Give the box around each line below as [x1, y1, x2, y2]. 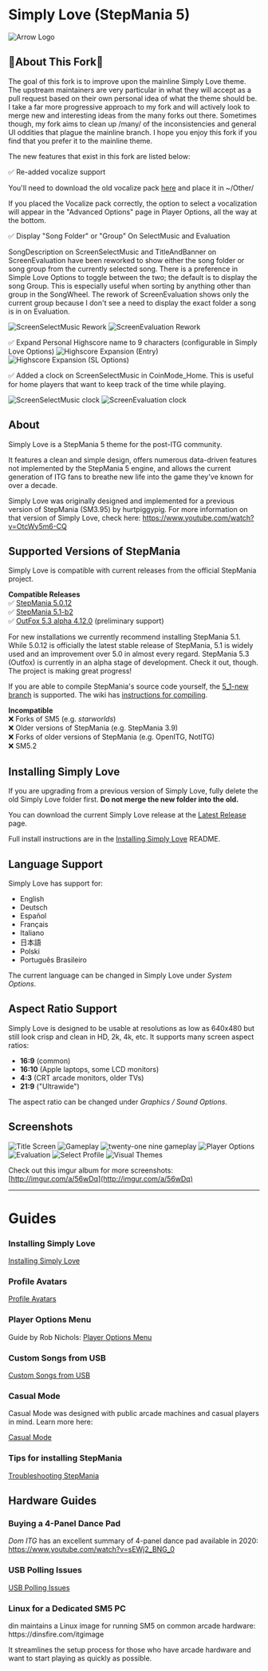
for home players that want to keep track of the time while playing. [8, 379, 227, 389]
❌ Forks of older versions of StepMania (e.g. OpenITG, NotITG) [8, 732, 215, 742]
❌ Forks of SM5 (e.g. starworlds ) [8, 714, 116, 724]
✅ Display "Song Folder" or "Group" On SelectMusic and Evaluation [8, 230, 231, 241]
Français [19, 920, 49, 929]
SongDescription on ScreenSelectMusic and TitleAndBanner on [8, 246, 217, 257]
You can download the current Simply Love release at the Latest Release [8, 810, 246, 820]
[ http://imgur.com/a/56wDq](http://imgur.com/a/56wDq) [8, 1173, 194, 1183]
